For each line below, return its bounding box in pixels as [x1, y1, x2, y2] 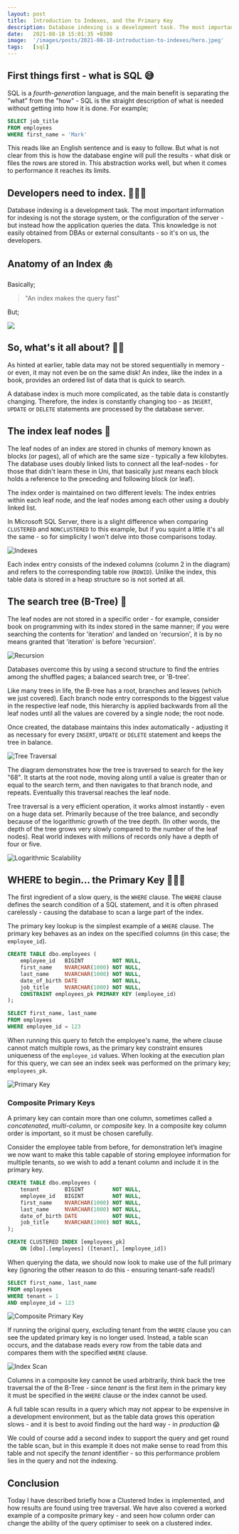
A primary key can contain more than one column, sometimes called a [7, 1114, 212, 1123]
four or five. [7, 839, 42, 848]
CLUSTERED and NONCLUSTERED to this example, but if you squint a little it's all [7, 525, 224, 533]
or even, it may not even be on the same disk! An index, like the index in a [7, 368, 223, 377]
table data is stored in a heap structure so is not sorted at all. [7, 574, 186, 584]
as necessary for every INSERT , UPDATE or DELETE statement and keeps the [7, 730, 222, 739]
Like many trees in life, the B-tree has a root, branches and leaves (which [7, 686, 222, 695]
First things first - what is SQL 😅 [7, 70, 154, 82]
